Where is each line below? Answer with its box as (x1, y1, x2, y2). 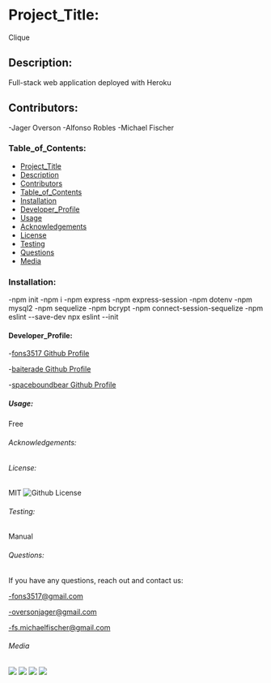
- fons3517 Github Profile (8, 349, 90, 359)
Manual (8, 531, 34, 541)
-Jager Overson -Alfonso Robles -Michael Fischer (8, 122, 175, 132)
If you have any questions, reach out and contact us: (8, 575, 184, 585)
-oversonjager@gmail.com (8, 607, 97, 616)
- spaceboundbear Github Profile (8, 380, 116, 390)
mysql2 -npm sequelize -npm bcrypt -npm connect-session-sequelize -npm (8, 303, 264, 313)
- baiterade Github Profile (8, 364, 91, 374)
